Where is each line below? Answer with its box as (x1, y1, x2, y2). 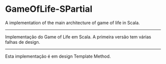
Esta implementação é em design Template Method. (5, 53, 111, 59)
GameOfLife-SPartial (5, 3, 92, 15)
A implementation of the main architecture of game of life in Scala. (5, 20, 140, 26)
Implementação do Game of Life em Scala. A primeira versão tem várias (5, 33, 152, 40)
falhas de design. (5, 39, 41, 45)
